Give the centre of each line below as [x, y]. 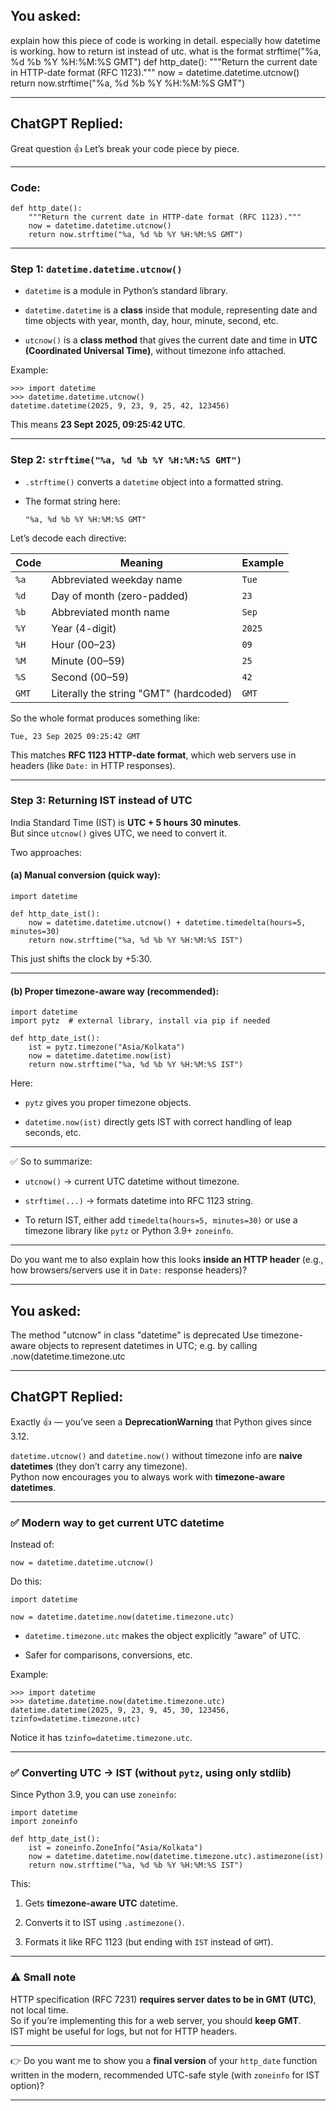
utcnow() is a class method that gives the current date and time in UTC [171, 340]
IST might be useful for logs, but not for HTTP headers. [124, 2031]
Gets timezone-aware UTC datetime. [101, 1903]
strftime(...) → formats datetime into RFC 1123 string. [139, 1201]
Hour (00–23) [84, 644]
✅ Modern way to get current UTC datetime [117, 1522]
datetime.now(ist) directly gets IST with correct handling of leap [158, 1122]
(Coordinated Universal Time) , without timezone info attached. [155, 351]
